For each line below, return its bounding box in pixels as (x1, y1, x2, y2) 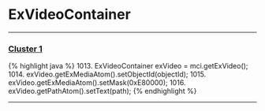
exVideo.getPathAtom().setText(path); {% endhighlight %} (8, 87, 197, 96)
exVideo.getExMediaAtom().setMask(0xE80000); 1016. (8, 78, 186, 87)
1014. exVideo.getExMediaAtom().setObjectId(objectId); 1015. (8, 69, 207, 80)
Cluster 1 (8, 43, 43, 54)
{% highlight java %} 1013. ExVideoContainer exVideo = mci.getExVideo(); (8, 61, 248, 71)
